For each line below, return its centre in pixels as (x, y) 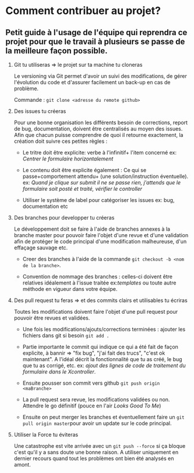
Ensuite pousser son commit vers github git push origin (91, 383)
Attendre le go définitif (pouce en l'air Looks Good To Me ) (92, 406)
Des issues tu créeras (40, 111)
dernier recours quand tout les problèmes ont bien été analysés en (94, 458)
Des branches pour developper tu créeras (64, 217)
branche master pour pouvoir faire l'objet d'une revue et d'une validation (101, 235)
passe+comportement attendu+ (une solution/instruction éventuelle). (105, 176)
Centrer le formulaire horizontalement (68, 159)
